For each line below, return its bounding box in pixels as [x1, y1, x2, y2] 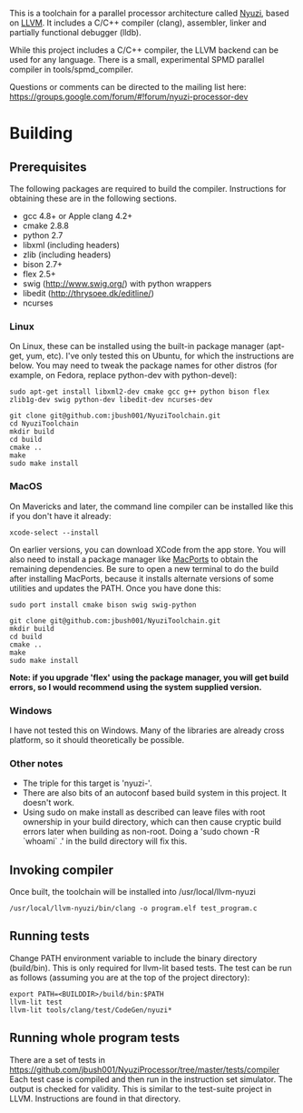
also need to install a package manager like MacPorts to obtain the [9, 554, 259, 565]
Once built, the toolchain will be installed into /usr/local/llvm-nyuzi [9, 887, 256, 897]
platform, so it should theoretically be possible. [9, 734, 185, 745]
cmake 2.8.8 [22, 220, 70, 231]
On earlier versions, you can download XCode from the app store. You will [9, 544, 286, 555]
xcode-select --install [9, 527, 100, 537]
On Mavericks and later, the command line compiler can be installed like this [9, 500, 294, 512]
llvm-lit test [9, 998, 64, 1007]
